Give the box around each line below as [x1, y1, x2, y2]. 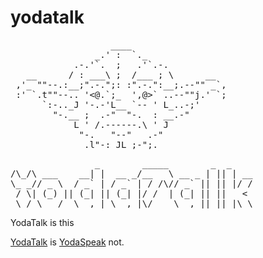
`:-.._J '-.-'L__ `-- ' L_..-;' [41, 99, 201, 110]
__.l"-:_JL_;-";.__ [73, 139, 169, 150]
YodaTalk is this [10, 216, 75, 228]
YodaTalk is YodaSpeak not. [10, 236, 125, 248]
